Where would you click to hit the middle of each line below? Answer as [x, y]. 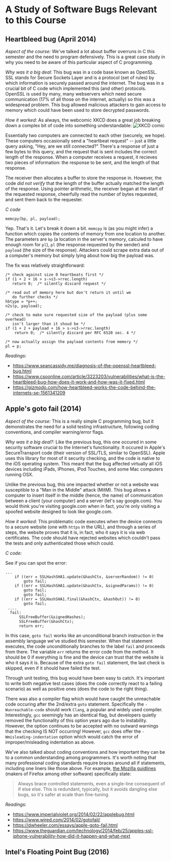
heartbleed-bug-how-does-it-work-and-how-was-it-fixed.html [79, 382]
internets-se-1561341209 [39, 393]
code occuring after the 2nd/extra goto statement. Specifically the [75, 704]
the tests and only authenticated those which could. [60, 543]
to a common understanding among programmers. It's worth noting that [81, 757]
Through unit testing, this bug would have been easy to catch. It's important [85, 678]
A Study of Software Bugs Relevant [81, 9]
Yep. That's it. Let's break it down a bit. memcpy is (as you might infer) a [79, 228]
